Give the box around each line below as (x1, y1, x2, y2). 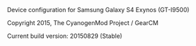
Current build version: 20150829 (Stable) (7, 32, 123, 40)
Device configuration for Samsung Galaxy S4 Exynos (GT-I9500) (7, 6, 190, 14)
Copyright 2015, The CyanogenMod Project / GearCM (7, 19, 159, 26)
